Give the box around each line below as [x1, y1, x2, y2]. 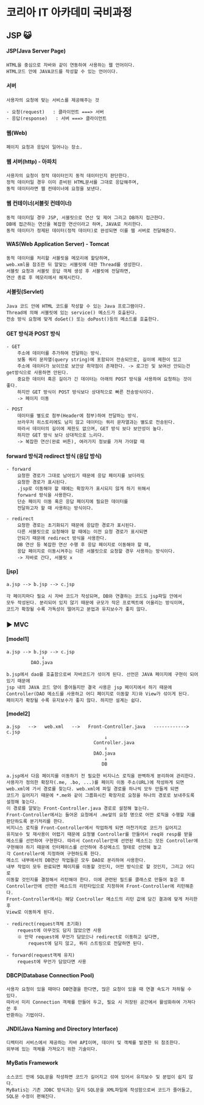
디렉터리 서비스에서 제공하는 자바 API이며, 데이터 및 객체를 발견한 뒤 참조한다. [6, 1040, 181, 1046]
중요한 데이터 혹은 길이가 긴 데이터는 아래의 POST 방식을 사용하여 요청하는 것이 [17, 376, 192, 382]
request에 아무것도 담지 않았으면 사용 [17, 927, 102, 933]
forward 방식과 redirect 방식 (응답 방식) [6, 452, 102, 460]
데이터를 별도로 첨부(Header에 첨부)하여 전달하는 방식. [17, 413, 139, 419]
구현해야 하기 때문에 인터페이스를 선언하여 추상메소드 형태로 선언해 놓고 [6, 844, 162, 850]
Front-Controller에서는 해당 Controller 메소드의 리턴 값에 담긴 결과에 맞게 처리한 [6, 896, 198, 902]
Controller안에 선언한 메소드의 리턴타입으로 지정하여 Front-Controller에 [6, 883, 175, 889]
